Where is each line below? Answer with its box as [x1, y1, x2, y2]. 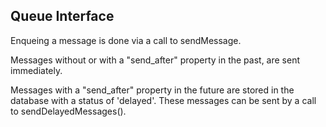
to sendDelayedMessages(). [10, 105, 127, 117]
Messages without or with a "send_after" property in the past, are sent [10, 54, 301, 66]
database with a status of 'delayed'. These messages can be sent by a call [10, 94, 317, 106]
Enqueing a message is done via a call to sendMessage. [10, 34, 242, 46]
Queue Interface [10, 8, 115, 25]
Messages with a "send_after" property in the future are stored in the [10, 84, 295, 96]
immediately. [10, 64, 63, 76]
